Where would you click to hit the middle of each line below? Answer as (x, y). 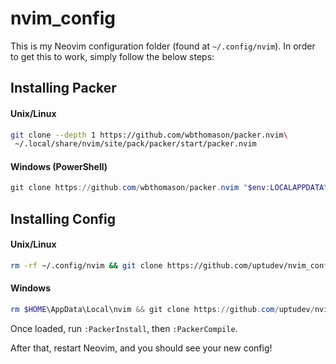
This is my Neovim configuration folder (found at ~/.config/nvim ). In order (163, 46)
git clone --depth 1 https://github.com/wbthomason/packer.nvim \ (149, 135)
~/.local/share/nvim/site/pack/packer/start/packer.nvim (135, 144)
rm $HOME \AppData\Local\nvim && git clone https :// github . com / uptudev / (162, 310)
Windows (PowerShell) (59, 166)
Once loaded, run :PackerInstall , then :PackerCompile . (124, 328)
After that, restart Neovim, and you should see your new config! (141, 348)
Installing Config (63, 218)
